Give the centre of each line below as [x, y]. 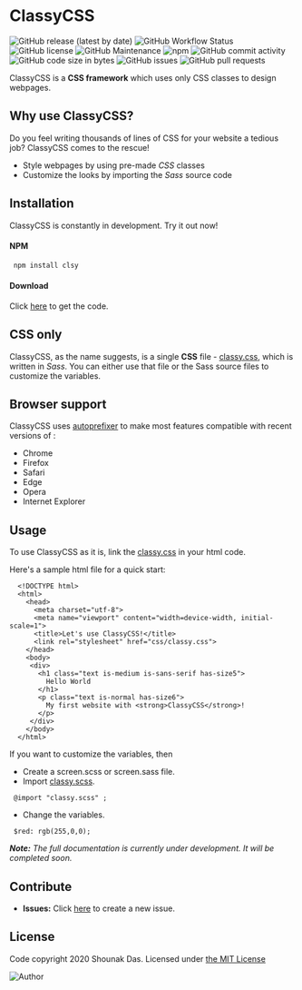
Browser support [58, 405]
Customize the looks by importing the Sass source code [127, 174]
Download [29, 286]
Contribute [41, 886]
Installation [42, 204]
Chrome [38, 453]
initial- [257, 619]
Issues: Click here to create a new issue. [98, 908]
